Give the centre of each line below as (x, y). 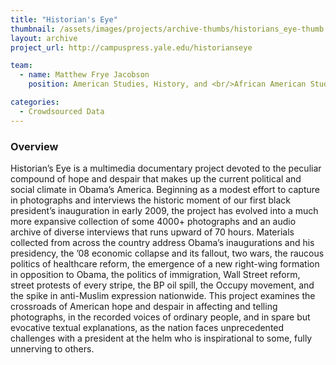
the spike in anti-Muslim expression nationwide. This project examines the (163, 295)
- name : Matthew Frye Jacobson (84, 75)
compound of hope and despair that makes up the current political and (156, 178)
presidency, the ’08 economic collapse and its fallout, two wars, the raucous (167, 253)
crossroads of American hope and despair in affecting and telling (144, 306)
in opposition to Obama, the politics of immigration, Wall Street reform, (155, 274)
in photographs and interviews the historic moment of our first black (151, 200)
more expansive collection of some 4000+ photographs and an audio (153, 221)
